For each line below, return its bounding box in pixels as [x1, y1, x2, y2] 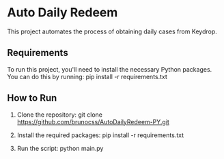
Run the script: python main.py [16, 144, 104, 152]
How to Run [7, 92, 57, 104]
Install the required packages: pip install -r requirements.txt [16, 131, 184, 139]
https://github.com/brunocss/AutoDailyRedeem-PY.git [16, 117, 169, 126]
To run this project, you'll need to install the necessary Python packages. [7, 65, 212, 73]
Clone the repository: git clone [16, 111, 102, 119]
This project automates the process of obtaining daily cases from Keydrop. [7, 27, 217, 35]
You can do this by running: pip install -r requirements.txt [7, 72, 167, 81]
